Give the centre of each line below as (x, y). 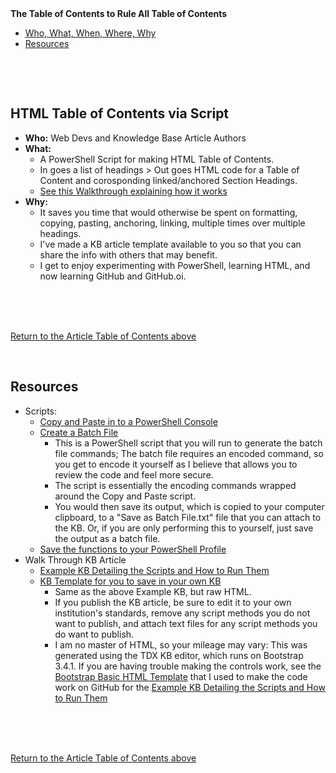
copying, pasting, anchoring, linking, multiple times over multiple (172, 223)
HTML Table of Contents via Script (120, 113)
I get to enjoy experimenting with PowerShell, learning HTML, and (175, 265)
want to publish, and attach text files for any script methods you (186, 623)
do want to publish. (94, 634)
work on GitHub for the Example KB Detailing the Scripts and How (190, 687)
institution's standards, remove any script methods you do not (182, 613)
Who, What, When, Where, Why (90, 33)
